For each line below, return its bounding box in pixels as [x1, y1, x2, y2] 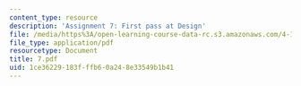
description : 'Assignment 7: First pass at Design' [9, 21, 206, 30]
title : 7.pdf [9, 55, 58, 64]
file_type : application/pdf [9, 38, 115, 47]
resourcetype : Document [9, 47, 99, 56]
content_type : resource [9, 13, 99, 22]
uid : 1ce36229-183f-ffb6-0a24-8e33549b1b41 [9, 64, 175, 73]
